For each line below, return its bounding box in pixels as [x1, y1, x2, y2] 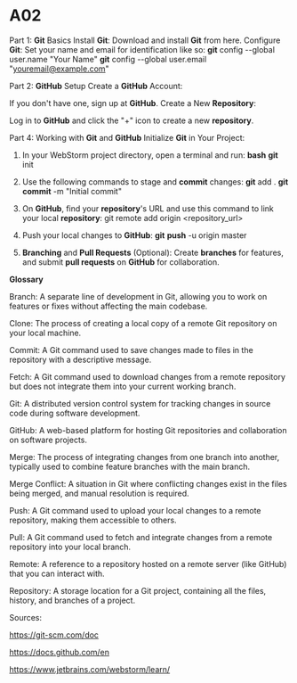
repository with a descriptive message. [9, 354, 152, 365]
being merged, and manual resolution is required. [9, 488, 189, 498]
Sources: [9, 612, 43, 622]
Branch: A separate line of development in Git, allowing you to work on [9, 291, 268, 301]
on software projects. [9, 434, 87, 445]
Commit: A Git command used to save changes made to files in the [9, 344, 253, 355]
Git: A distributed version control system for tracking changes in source [9, 398, 271, 408]
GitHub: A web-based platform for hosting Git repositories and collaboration [9, 424, 287, 435]
